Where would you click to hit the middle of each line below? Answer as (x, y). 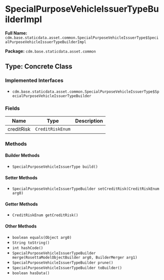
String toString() (31, 243)
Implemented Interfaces (34, 80)
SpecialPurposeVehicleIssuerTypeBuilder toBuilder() (67, 268)
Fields (12, 108)
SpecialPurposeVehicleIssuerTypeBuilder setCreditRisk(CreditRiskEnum (86, 189)
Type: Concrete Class (39, 66)
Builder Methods (23, 155)
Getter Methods (22, 204)
